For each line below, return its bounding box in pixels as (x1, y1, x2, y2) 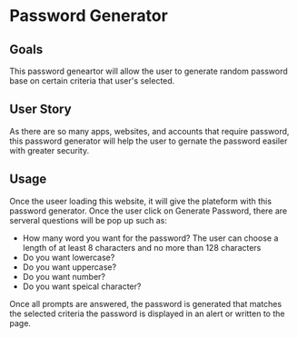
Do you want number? (22, 271, 106, 282)
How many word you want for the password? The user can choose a (22, 233, 279, 244)
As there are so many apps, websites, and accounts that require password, (9, 125, 290, 136)
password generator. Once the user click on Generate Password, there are (9, 205, 288, 216)
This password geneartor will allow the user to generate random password (9, 65, 288, 76)
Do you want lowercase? (22, 252, 115, 263)
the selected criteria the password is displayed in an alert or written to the (9, 308, 285, 319)
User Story (9, 102, 72, 117)
